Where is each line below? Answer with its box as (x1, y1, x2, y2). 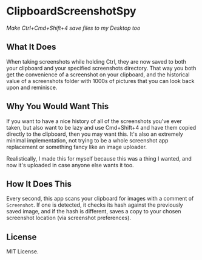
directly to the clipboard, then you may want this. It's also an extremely (6, 130, 183, 138)
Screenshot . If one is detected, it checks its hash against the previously (6, 201, 183, 208)
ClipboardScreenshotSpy (6, 4, 136, 18)
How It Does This (6, 179, 72, 189)
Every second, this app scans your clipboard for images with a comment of (6, 195, 194, 202)
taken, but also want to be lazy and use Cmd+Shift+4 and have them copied (6, 124, 197, 131)
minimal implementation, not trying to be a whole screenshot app (6, 136, 169, 144)
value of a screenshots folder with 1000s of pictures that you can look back (6, 77, 195, 84)
